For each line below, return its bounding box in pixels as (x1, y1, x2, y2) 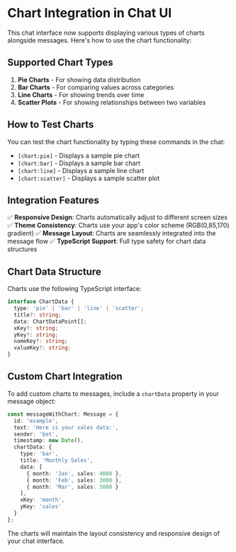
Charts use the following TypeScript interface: (7, 285, 142, 293)
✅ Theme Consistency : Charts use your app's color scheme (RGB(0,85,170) (7, 221, 230, 230)
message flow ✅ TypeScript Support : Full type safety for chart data (7, 237, 206, 245)
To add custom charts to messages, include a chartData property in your (7, 389, 220, 398)
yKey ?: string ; (13, 331, 59, 338)
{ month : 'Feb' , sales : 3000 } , (26, 477, 122, 484)
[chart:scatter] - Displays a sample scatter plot (17, 174, 160, 182)
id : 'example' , (13, 417, 59, 424)
